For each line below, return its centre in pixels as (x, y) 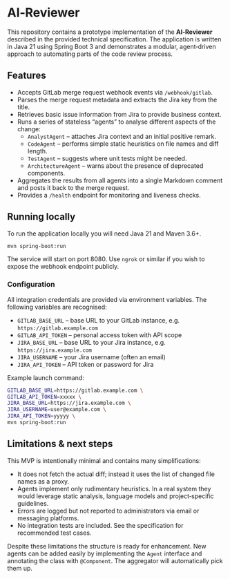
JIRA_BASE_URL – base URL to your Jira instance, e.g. (91, 342)
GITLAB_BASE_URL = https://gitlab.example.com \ (75, 390)
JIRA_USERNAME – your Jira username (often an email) (91, 357)
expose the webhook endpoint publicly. (63, 267)
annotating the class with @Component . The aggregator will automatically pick (115, 560)
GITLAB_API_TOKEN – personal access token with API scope (99, 335)
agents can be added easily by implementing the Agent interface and (105, 553)
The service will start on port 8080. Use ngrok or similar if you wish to (106, 259)
